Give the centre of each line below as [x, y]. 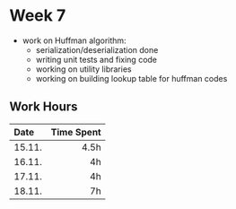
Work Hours [44, 107]
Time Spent [76, 132]
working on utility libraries [83, 69]
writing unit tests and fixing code [96, 59]
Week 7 [38, 16]
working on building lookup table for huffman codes [131, 78]
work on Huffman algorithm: [74, 40]
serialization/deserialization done [97, 49]
